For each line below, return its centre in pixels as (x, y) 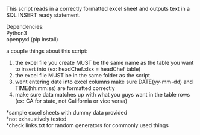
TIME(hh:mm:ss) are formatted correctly (65, 88)
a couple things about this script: (47, 51)
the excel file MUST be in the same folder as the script (83, 75)
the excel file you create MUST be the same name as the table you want (104, 63)
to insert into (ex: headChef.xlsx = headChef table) (78, 69)
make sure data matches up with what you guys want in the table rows (102, 94)
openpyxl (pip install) (32, 39)
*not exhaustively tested (36, 119)
